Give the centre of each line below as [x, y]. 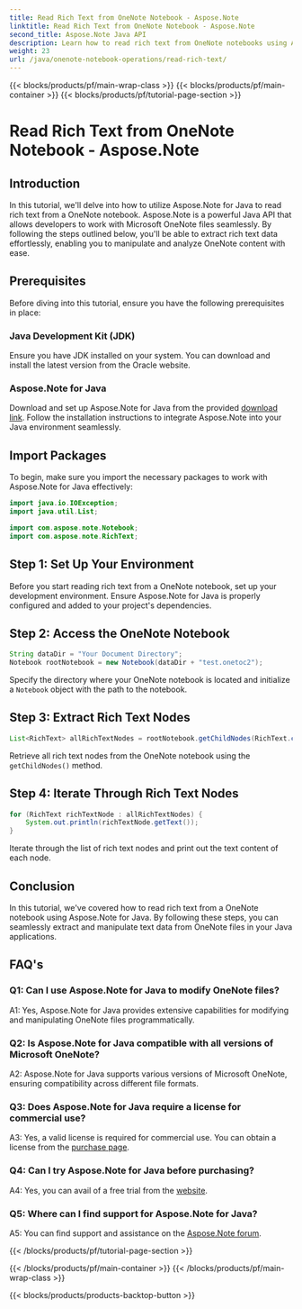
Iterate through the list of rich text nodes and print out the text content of [144, 849]
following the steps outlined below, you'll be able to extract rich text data [144, 234]
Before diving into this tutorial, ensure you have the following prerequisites [147, 303]
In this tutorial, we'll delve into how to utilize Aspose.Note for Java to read [146, 205]
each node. [30, 858]
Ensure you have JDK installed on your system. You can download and [140, 356]
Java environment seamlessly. [65, 427]
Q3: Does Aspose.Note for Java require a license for [125, 1106]
